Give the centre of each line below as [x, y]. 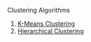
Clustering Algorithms [38, 10]
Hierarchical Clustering [50, 31]
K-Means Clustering [46, 23]
